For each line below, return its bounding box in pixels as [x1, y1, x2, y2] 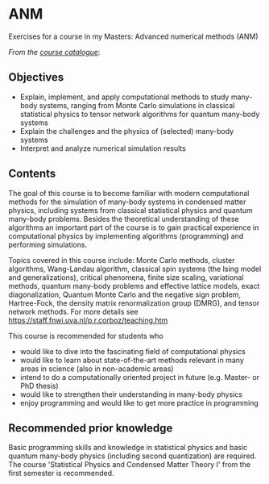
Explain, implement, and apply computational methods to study [19, 92, 230, 102]
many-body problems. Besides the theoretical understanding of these [8, 214, 239, 223]
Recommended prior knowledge [8, 421, 173, 435]
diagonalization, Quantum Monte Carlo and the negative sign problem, [8, 290, 242, 299]
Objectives [8, 70, 64, 85]
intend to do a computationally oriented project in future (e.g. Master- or [19, 372, 260, 382]
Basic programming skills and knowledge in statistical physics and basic [8, 443, 248, 453]
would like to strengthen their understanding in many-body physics [19, 389, 243, 399]
